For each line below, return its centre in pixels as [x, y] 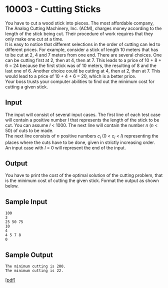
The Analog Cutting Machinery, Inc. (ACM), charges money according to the [83, 28]
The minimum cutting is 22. [34, 270]
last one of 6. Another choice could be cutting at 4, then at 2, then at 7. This [83, 70]
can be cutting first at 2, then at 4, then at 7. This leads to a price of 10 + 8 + [83, 60]
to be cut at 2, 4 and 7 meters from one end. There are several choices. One [83, 55]
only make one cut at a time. [34, 39]
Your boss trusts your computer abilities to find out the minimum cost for [80, 81]
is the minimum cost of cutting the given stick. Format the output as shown [82, 180]
